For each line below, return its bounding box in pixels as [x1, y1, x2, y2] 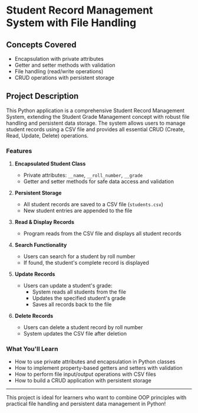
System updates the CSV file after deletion [23, 330, 127, 337]
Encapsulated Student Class [14, 160, 86, 167]
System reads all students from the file [32, 288, 127, 295]
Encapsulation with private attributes [14, 56, 104, 62]
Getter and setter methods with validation [14, 61, 116, 69]
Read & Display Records [14, 219, 75, 226]
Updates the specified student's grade [32, 295, 126, 302]
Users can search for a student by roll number [23, 253, 136, 260]
